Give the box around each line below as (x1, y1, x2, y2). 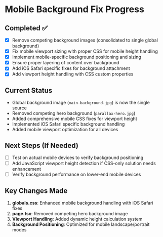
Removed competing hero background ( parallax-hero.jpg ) (12, 110, 136, 116)
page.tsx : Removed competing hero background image (12, 211, 128, 216)
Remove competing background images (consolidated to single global (12, 37, 158, 43)
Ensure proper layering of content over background (12, 60, 119, 66)
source (12, 105, 27, 111)
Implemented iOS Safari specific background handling (12, 121, 125, 127)
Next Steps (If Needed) (5, 141, 79, 150)
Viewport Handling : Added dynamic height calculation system (12, 216, 143, 222)
